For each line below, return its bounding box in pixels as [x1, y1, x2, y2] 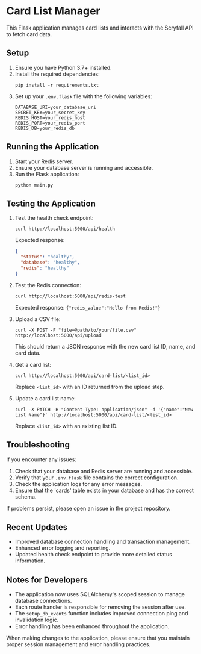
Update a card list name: [14, 394, 76, 402]
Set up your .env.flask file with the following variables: [14, 92, 152, 100]
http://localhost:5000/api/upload [14, 332, 102, 338]
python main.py [14, 182, 54, 188]
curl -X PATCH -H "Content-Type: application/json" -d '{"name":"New [14, 406, 194, 413]
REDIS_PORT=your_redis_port [14, 120, 85, 126]
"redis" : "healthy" [20, 265, 70, 271]
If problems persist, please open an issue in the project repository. [6, 505, 171, 512]
